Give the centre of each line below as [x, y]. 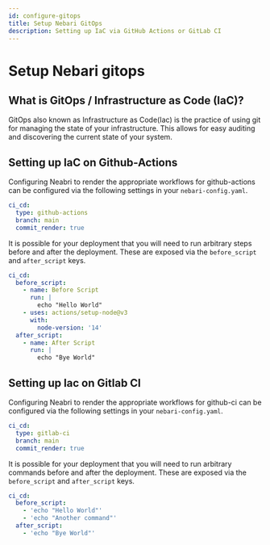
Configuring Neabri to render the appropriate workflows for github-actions [132, 182]
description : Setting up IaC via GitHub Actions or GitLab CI [115, 31]
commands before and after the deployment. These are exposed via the [128, 472]
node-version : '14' [70, 328]
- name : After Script [59, 343]
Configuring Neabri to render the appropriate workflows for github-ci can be [135, 402]
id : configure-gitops [45, 16]
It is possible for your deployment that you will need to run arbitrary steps [130, 243]
